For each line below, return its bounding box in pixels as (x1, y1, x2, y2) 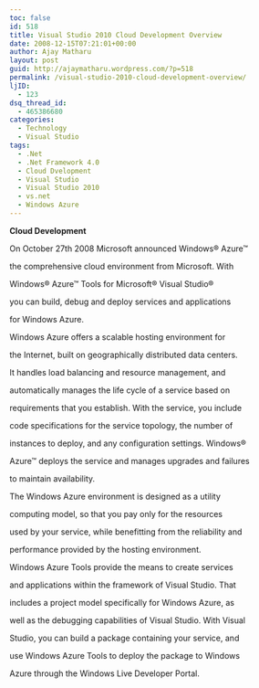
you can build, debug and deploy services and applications (9, 296, 232, 307)
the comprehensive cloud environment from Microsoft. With (9, 260, 234, 271)
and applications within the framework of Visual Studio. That (9, 579, 237, 590)
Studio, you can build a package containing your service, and (9, 632, 240, 643)
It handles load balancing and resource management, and (9, 366, 226, 377)
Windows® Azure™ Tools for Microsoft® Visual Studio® (9, 278, 214, 289)
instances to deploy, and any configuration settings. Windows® (9, 438, 246, 449)
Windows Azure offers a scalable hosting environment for (9, 331, 226, 343)
